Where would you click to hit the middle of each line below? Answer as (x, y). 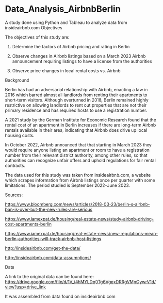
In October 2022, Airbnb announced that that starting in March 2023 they (78, 144)
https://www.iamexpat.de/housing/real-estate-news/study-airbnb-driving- (79, 219)
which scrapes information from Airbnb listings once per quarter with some (80, 180)
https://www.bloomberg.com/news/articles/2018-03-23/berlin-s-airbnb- (78, 204)
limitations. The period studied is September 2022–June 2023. (67, 185)
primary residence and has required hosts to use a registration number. (76, 110)
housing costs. (20, 135)
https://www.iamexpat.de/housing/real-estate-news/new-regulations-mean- (81, 233)
